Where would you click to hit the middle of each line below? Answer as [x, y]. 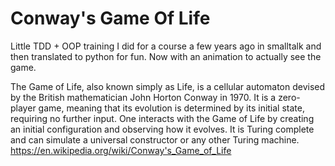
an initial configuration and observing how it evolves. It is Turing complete [162, 129]
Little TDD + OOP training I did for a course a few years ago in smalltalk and [166, 46]
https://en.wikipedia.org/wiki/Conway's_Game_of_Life [121, 150]
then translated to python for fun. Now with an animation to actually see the [166, 56]
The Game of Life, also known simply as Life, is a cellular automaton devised [168, 86]
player [23, 108]
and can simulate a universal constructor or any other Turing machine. [155, 139]
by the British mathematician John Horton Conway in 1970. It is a [143, 97]
